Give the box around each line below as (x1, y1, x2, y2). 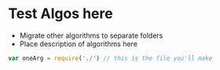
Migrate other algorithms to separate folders (19, 31, 163, 40)
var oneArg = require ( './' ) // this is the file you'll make (8, 54, 213, 62)
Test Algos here (8, 5, 113, 23)
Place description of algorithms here (19, 39, 137, 48)
